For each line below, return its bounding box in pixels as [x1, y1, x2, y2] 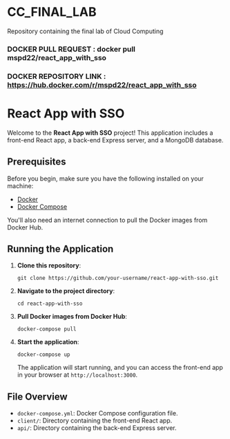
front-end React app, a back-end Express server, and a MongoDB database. [7, 136, 224, 144]
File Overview [7, 391, 68, 402]
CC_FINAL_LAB [7, 4, 97, 20]
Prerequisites [7, 156, 66, 168]
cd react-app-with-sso [17, 300, 83, 308]
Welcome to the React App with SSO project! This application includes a [7, 129, 213, 137]
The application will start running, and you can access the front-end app [17, 364, 223, 372]
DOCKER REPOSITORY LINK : [7, 71, 106, 81]
